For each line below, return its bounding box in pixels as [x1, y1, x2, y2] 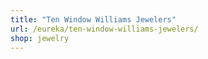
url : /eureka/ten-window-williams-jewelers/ [10, 24, 199, 34]
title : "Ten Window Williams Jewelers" [10, 14, 177, 25]
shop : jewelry [10, 33, 70, 43]
